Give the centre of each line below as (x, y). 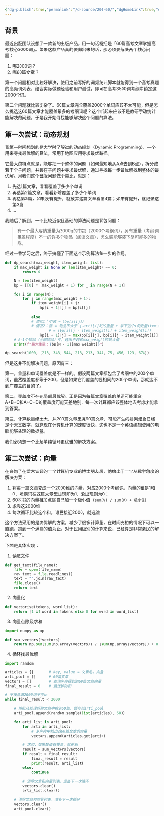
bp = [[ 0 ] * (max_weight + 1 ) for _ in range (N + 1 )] (70, 285)
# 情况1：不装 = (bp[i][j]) (58, 321)
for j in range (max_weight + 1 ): (57, 299)
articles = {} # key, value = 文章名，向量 (54, 672)
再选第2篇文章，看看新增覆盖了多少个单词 (54, 193)
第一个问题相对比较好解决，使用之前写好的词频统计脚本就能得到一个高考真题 (82, 83)
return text (26, 588)
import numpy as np (25, 631)
